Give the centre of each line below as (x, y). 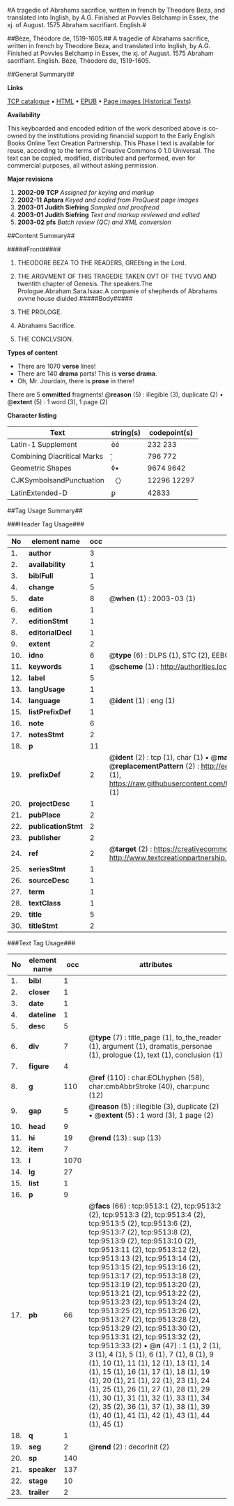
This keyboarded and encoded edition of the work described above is (107, 128)
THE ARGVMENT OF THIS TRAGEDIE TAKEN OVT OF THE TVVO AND (117, 276)
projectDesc (49, 804)
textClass (45, 903)
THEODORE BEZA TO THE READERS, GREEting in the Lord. (102, 263)
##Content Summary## (41, 236)
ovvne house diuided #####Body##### (75, 298)
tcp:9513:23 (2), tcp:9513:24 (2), (144, 1302)
